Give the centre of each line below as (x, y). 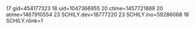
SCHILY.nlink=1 (24, 21)
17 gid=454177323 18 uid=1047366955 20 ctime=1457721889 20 (85, 8)
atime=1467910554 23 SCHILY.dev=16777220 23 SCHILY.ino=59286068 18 (97, 14)
